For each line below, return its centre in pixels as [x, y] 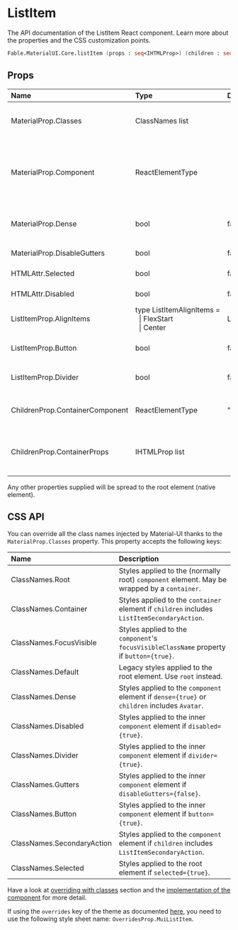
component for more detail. [47, 898]
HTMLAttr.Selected [43, 273]
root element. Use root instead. [171, 677]
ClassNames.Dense [44, 697]
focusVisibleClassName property [172, 647]
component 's [138, 638]
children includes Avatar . [161, 706]
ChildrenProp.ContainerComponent [70, 410]
